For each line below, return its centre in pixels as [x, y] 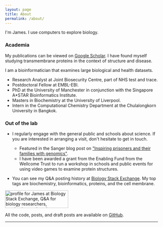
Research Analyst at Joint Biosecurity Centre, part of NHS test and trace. [85, 79]
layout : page [18, 9]
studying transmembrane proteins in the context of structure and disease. [79, 61]
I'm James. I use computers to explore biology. [52, 33]
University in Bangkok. [34, 110]
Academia [17, 45]
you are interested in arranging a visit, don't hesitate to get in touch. [80, 139]
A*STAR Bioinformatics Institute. [44, 95]
